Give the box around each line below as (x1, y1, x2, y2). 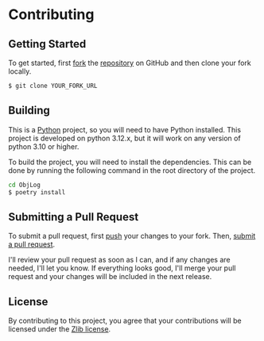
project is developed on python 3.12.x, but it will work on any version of (8, 133, 241, 143)
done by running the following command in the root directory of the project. (8, 165, 256, 175)
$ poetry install (8, 188, 66, 196)
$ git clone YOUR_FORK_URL (8, 82, 98, 90)
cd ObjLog (8, 181, 41, 189)
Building (8, 104, 50, 117)
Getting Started (8, 37, 87, 51)
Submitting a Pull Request (8, 210, 139, 224)
